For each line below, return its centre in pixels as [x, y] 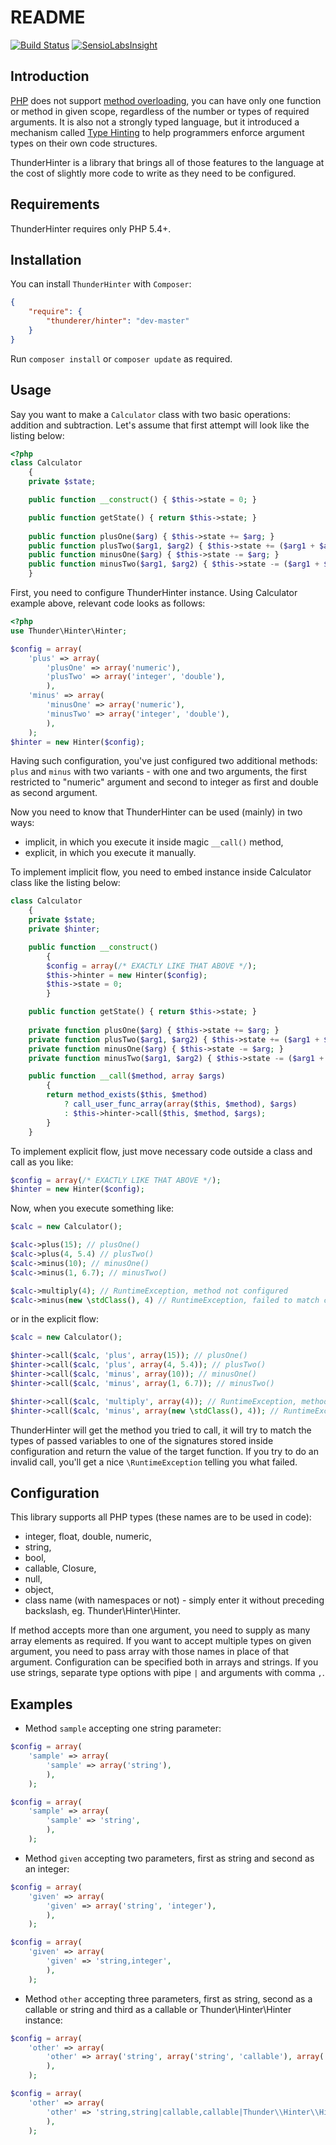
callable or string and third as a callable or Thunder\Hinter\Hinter [158, 2009]
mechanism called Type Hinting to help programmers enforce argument [157, 132]
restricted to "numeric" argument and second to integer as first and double [164, 782]
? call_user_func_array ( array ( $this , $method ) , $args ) [180, 1104]
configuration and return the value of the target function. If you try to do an [164, 1451]
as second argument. [54, 793]
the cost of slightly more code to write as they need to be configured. [153, 173]
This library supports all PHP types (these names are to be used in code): [161, 1517]
